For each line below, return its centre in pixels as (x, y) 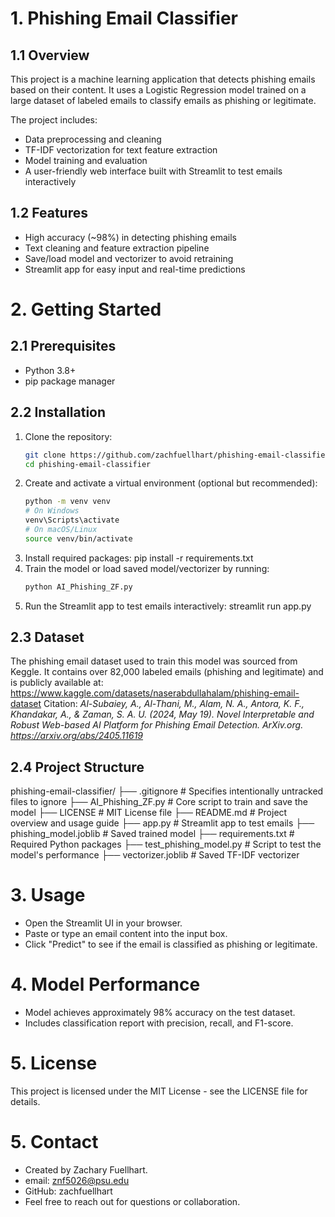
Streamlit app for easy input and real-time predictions (135, 269)
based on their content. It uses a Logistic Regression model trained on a (158, 90)
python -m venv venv (67, 502)
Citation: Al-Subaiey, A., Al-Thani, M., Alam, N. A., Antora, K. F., (174, 704)
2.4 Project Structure (77, 767)
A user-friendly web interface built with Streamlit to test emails (153, 171)
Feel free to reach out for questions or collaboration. (132, 1201)
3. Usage (48, 895)
